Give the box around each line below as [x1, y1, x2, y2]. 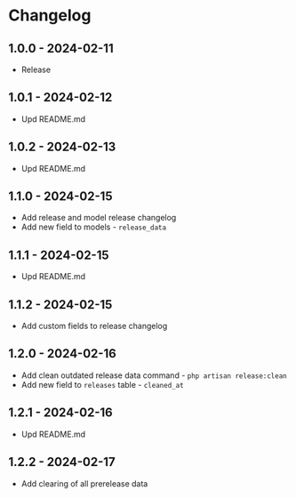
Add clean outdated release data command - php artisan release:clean [20, 370, 288, 381]
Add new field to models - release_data [20, 221, 166, 232]
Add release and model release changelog [20, 213, 177, 223]
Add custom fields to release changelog [20, 321, 168, 332]
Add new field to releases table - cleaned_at [20, 379, 184, 390]
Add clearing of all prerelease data [20, 478, 148, 489]
